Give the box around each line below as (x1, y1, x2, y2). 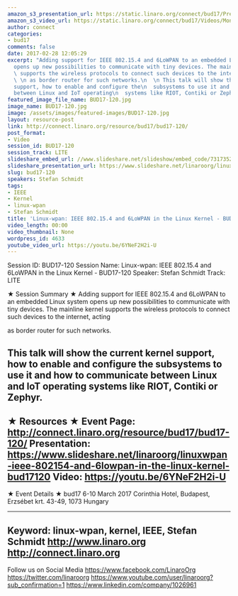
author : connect (7, 23, 55, 31)
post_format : (7, 129, 46, 136)
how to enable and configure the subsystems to (7, 358, 222, 370)
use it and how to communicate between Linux (7, 369, 217, 381)
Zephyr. (7, 391, 43, 403)
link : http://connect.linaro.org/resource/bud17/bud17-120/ (7, 122, 189, 130)
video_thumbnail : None (7, 228, 74, 235)
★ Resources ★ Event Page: (7, 416, 136, 428)
